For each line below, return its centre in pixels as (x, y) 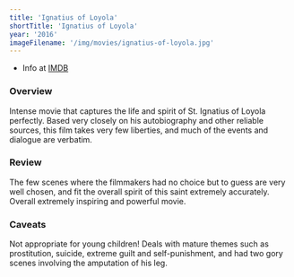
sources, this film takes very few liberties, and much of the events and (139, 130)
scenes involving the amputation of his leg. (88, 263)
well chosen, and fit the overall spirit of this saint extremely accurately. (140, 191)
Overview (31, 91)
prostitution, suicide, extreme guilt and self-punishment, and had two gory (147, 254)
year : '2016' (34, 34)
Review (26, 162)
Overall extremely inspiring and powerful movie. (98, 201)
